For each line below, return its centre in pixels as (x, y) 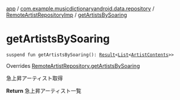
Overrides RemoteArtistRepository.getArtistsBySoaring (73, 65)
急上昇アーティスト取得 (35, 78)
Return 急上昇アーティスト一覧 (44, 90)
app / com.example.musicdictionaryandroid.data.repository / (80, 9)
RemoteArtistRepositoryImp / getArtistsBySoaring (67, 15)
